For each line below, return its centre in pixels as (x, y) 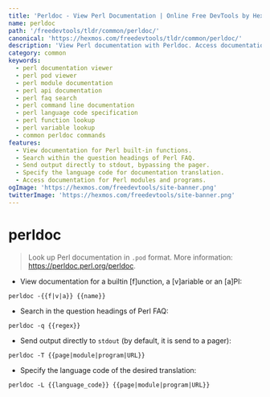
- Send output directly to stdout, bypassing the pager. (113, 166)
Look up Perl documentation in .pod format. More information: (130, 257)
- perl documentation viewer (64, 68)
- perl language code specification (77, 113)
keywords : (25, 61)
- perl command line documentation (75, 105)
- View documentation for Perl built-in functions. (104, 150)
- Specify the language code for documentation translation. (120, 173)
